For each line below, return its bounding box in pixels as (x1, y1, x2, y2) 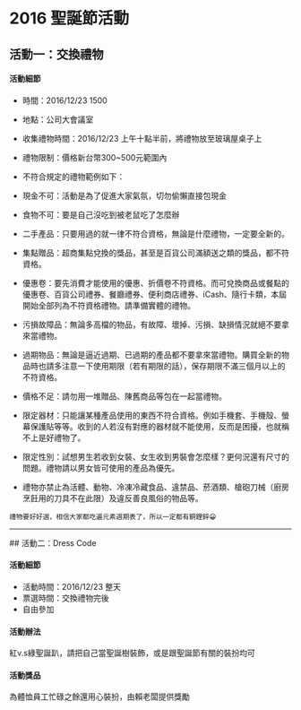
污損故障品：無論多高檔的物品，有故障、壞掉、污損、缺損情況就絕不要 (21, 319, 282, 330)
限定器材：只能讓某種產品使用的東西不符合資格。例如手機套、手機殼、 (21, 410, 282, 420)
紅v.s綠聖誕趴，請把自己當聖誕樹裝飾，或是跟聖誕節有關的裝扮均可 (9, 647, 255, 659)
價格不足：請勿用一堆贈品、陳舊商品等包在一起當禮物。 (21, 391, 227, 402)
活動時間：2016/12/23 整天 (21, 581, 121, 592)
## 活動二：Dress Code (9, 537, 97, 548)
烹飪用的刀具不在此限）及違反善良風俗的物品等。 (21, 492, 203, 503)
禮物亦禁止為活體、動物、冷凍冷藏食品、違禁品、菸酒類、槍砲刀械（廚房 (21, 481, 289, 492)
